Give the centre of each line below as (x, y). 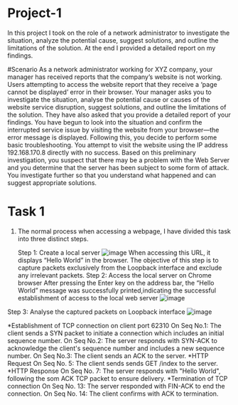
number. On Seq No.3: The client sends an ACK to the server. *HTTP (108, 356)
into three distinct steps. (53, 238)
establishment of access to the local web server (88, 298)
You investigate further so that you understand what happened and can (112, 175)
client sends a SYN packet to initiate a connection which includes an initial (116, 333)
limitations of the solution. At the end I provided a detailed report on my (112, 48)
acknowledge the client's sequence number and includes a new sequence (116, 348)
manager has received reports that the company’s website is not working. (115, 77)
